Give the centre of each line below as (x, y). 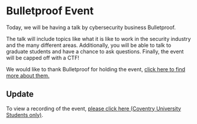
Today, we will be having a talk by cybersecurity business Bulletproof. (91, 27)
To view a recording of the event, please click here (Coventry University (94, 109)
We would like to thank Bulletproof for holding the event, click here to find (96, 69)
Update (20, 94)
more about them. (28, 75)
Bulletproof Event (50, 11)
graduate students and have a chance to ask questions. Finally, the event (95, 51)
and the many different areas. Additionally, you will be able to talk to (89, 45)
